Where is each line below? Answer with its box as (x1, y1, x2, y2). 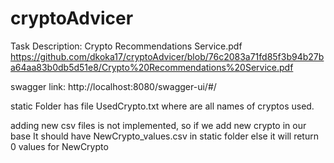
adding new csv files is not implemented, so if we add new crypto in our (10, 119, 307, 131)
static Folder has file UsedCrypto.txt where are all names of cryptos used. (10, 100, 315, 112)
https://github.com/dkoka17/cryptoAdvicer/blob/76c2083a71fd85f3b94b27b (10, 50, 325, 62)
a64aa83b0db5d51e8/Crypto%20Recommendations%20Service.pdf (10, 61, 294, 73)
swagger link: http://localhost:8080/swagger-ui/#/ (10, 80, 217, 92)
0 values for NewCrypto (10, 140, 109, 152)
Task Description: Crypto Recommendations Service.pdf (10, 40, 243, 52)
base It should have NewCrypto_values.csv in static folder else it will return (10, 130, 319, 142)
